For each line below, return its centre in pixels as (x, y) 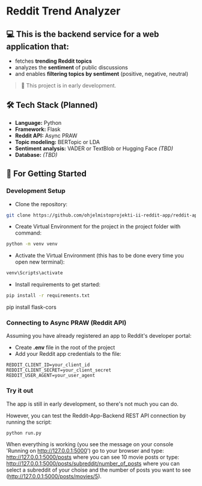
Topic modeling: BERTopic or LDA (57, 142)
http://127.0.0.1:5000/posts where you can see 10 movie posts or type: (93, 457)
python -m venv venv (32, 244)
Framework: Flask (38, 129)
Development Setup (36, 191)
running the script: (29, 422)
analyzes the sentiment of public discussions (71, 67)
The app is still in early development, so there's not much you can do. (93, 404)
